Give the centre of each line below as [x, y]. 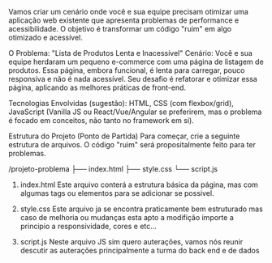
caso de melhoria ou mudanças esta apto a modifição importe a [127, 217]
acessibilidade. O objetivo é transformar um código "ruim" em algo [120, 29]
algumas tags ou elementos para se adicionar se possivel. [117, 193]
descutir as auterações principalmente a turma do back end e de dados [140, 250]
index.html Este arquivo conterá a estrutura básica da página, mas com [139, 185]
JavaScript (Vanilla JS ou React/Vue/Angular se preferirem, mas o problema [135, 112]
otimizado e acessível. [45, 37]
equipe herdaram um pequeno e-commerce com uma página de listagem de [136, 62]
